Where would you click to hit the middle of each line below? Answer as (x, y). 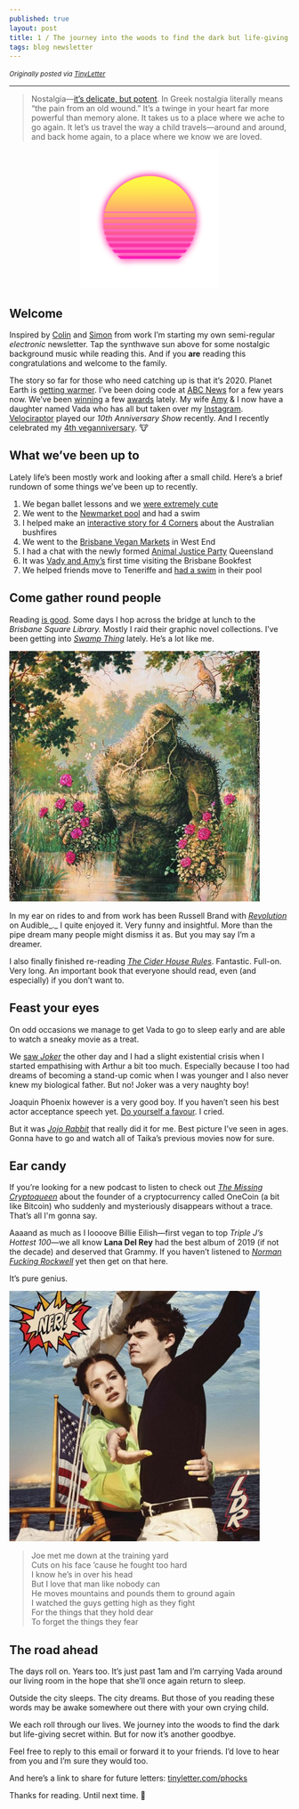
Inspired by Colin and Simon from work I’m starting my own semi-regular (142, 335)
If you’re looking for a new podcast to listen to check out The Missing (136, 1188)
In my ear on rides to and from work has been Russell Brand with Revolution (148, 915)
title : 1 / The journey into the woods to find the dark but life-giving (149, 37)
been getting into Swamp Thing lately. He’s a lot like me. (112, 638)
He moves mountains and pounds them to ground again (133, 1594)
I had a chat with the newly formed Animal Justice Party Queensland (148, 551)
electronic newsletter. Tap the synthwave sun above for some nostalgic (140, 345)
